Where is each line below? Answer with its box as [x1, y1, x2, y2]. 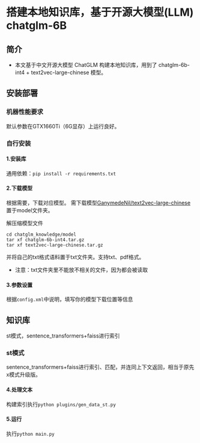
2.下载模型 [6, 184, 33, 192]
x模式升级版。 [6, 371, 41, 379]
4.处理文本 [6, 386, 33, 393]
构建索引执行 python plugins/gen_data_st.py [6, 400, 116, 407]
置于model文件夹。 [6, 207, 53, 214]
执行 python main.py [6, 430, 55, 437]
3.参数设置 [6, 281, 33, 288]
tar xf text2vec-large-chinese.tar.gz [6, 242, 103, 248]
